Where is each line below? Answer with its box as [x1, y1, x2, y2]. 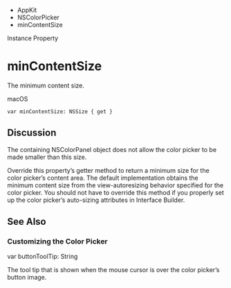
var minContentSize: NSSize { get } [7, 108, 113, 115]
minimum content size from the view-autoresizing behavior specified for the [7, 180, 223, 189]
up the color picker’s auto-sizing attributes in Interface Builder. [7, 196, 185, 204]
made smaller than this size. [7, 153, 87, 161]
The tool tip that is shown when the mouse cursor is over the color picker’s [7, 266, 220, 274]
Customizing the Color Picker [7, 237, 109, 246]
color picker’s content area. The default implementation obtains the [7, 173, 198, 182]
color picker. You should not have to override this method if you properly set [7, 188, 225, 196]
